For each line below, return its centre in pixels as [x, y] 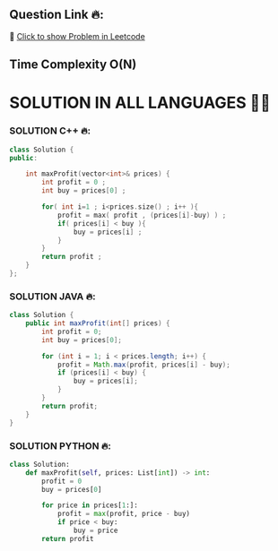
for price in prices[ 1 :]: [90, 505]
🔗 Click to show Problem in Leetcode [77, 36]
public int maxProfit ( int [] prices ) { [98, 323]
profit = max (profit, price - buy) [124, 514]
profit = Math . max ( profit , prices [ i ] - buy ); [143, 365]
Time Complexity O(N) [73, 65]
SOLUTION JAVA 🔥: [52, 297]
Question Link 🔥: [57, 15]
